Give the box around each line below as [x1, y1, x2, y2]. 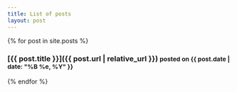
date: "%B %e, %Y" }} [7, 63, 73, 71]
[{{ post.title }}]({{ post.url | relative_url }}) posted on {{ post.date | [7, 54, 230, 64]
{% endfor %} [7, 77, 48, 86]
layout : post [7, 17, 46, 24]
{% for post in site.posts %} [7, 36, 89, 45]
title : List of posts [7, 10, 72, 18]
